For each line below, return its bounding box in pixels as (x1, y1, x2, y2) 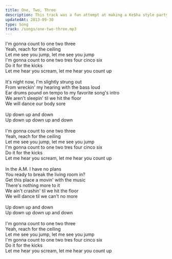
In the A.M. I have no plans (5, 166, 61, 172)
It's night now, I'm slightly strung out (5, 79, 82, 85)
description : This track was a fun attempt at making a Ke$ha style (5, 12, 155, 17)
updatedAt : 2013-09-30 (5, 17, 54, 22)
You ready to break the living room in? (5, 171, 85, 177)
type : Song (5, 22, 29, 27)
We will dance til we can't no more (5, 193, 78, 200)
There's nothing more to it (5, 183, 60, 189)
